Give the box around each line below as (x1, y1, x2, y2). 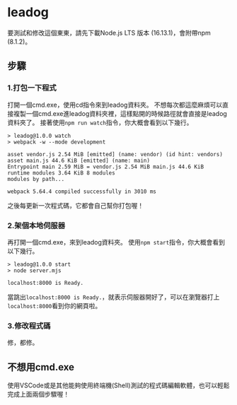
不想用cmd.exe (7, 361, 75, 373)
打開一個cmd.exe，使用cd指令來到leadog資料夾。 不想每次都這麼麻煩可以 (7, 100, 223, 109)
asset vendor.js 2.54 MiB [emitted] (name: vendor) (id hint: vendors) (7, 151, 223, 158)
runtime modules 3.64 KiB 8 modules (7, 169, 115, 177)
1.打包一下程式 (7, 83, 57, 93)
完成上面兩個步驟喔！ (7, 390, 69, 399)
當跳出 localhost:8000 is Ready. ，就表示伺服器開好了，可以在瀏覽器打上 (7, 293, 220, 301)
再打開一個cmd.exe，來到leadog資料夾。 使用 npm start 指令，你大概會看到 (7, 237, 225, 246)
